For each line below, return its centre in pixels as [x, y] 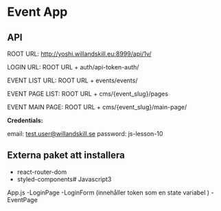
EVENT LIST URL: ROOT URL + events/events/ [72, 80]
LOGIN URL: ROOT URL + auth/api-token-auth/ [73, 67]
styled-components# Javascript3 [64, 179]
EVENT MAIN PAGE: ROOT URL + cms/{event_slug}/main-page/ [97, 107]
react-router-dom [42, 172]
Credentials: [25, 120]
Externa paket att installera [66, 155]
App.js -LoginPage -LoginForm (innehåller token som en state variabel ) [108, 192]
